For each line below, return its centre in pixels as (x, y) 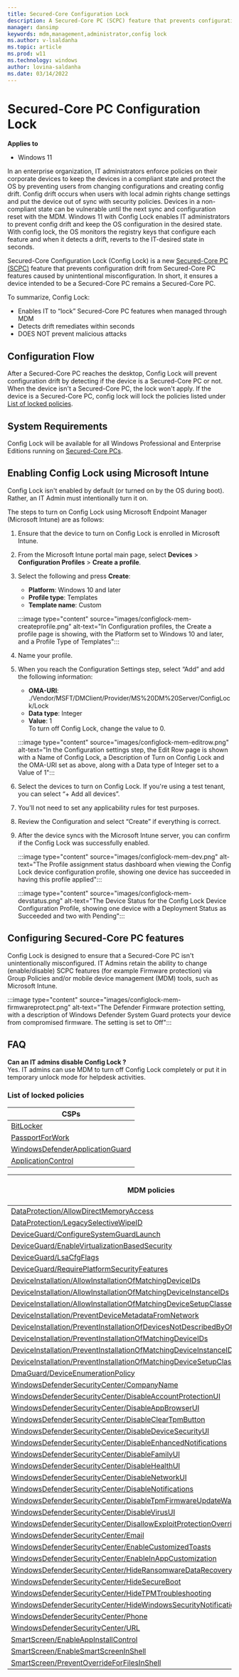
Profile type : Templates (63, 597)
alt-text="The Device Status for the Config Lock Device (145, 901)
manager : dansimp (33, 27)
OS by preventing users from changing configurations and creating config (116, 187)
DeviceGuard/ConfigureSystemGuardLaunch (86, 1234)
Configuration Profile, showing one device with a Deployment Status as (122, 908)
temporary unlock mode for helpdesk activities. (76, 1077)
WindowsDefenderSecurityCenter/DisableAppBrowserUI (105, 1408)
